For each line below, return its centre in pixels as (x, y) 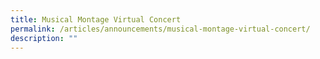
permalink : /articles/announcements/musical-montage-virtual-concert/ (160, 29)
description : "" (44, 38)
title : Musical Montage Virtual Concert (96, 19)
